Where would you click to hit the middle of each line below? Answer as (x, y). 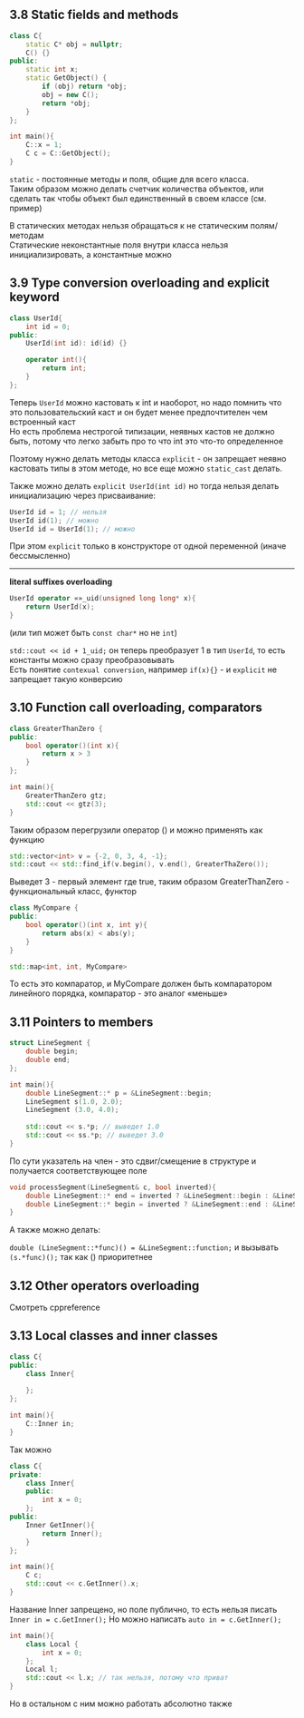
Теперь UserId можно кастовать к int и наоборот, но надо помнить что (146, 402)
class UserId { (36, 318)
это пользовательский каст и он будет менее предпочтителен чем (139, 412)
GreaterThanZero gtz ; (66, 796)
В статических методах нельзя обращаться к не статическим (129, 225)
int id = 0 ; (48, 327)
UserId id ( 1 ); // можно (54, 521)
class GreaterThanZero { (56, 728)
